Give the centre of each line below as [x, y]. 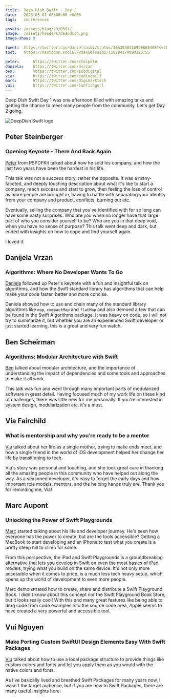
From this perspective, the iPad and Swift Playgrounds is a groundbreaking [84, 558]
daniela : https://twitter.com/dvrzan [49, 66]
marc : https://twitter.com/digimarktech [56, 81]
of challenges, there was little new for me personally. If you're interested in [84, 400]
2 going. [14, 111]
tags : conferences [27, 19]
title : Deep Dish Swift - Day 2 [41, 10]
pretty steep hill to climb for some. [41, 548]
